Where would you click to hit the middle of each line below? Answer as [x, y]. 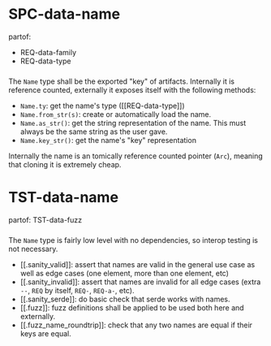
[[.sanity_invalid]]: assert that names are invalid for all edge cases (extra [140, 282]
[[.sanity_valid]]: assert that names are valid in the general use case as [138, 264]
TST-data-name [64, 198]
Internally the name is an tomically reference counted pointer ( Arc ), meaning [136, 156]
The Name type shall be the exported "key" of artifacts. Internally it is [122, 81]
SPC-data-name [64, 14]
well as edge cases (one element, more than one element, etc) [125, 273]
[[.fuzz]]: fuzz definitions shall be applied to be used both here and [132, 307]
